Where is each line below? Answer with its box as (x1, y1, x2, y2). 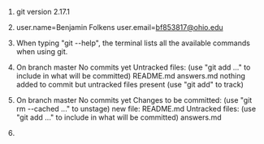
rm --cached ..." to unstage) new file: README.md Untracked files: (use (15, 104, 257, 113)
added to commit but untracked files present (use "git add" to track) (15, 80, 244, 89)
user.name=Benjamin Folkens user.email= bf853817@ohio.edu (15, 23, 223, 32)
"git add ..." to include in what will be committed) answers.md (15, 112, 222, 122)
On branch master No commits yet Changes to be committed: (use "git (15, 95, 253, 104)
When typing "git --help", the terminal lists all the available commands (15, 38, 250, 48)
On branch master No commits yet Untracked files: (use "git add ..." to (15, 62, 251, 72)
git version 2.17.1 (15, 7, 71, 16)
